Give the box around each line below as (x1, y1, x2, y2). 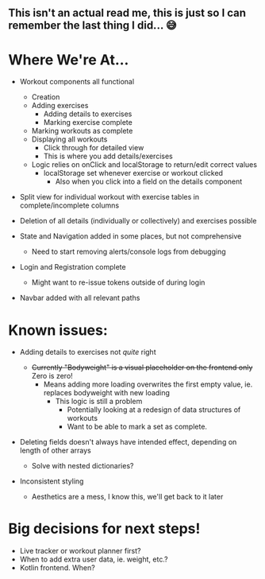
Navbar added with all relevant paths (19, 293, 140, 303)
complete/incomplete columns (19, 200, 120, 210)
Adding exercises (31, 101, 89, 111)
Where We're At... (8, 51, 129, 68)
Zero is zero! (31, 371, 73, 381)
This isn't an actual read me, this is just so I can (8, 6, 247, 20)
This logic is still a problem (55, 397, 143, 406)
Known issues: (8, 321, 109, 339)
